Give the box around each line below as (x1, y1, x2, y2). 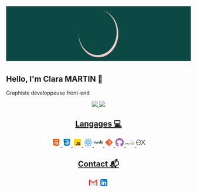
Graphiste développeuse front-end (6, 89, 90, 96)
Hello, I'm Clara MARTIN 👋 (6, 74, 103, 84)
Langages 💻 (75, 119, 122, 129)
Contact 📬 (78, 159, 119, 169)
